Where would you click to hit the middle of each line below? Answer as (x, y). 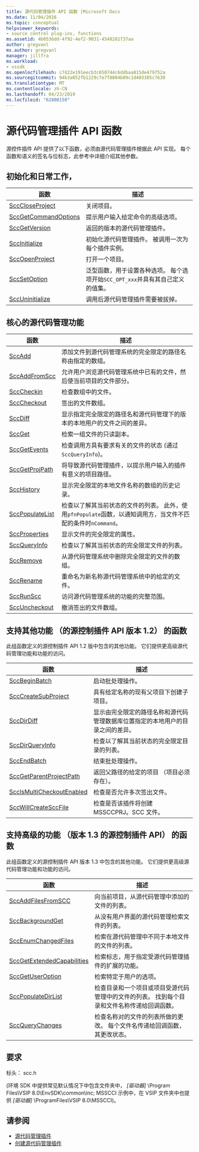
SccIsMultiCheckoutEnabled (48, 792)
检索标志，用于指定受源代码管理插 (142, 956)
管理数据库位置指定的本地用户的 (138, 721)
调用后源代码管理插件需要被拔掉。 (133, 299)
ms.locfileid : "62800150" (38, 100)
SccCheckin (26, 392)
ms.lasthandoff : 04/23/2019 (41, 94)
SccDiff (20, 419)
